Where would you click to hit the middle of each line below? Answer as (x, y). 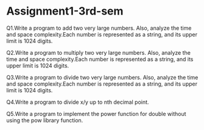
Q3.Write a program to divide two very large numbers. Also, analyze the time (102, 77)
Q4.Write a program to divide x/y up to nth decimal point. (78, 102)
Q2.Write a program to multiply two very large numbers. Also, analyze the (98, 52)
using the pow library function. (45, 120)
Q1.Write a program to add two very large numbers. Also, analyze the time (99, 28)
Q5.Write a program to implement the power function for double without (97, 114)
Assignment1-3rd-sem (65, 11)
